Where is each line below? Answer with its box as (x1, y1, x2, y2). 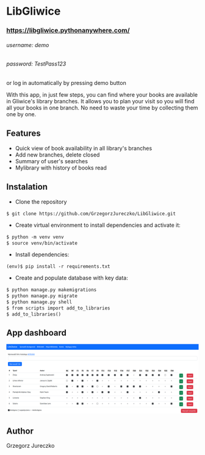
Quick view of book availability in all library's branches (15, 144, 153, 152)
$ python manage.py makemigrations (6, 286, 97, 293)
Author (6, 426, 34, 436)
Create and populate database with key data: (15, 274, 128, 281)
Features (6, 128, 41, 139)
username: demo (6, 41, 49, 48)
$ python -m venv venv (6, 234, 64, 240)
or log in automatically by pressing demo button (6, 79, 126, 86)
